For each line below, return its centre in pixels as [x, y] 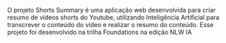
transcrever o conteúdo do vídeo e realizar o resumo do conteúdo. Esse [111, 25]
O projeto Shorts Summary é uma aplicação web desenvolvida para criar [112, 10]
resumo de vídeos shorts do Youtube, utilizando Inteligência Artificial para [113, 17]
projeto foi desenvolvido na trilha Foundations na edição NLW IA [99, 32]
